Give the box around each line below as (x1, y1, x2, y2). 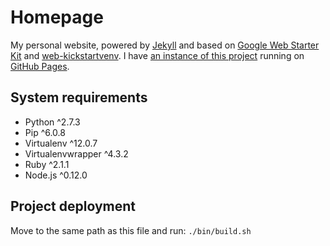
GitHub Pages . (10, 60, 70, 72)
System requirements (10, 89, 148, 106)
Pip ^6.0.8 (24, 126, 66, 138)
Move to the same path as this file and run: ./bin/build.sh (10, 224, 252, 236)
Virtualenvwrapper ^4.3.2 (24, 147, 129, 160)
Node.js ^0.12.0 (24, 169, 88, 181)
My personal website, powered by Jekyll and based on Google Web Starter (10, 39, 320, 51)
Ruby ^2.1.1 (24, 158, 70, 170)
